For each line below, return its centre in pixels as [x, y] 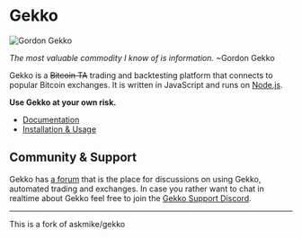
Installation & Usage [59, 129]
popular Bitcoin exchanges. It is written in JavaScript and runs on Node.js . [146, 84]
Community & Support [73, 158]
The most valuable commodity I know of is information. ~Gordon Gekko [142, 57]
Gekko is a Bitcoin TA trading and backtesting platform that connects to [141, 75]
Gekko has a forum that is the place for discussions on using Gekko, [135, 179]
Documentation [51, 119]
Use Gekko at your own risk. [63, 102]
